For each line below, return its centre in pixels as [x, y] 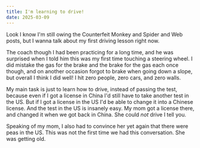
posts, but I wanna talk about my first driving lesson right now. [83, 41]
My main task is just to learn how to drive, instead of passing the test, [92, 89]
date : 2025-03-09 [28, 17]
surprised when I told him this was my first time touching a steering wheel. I [99, 58]
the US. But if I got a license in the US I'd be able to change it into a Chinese [100, 101]
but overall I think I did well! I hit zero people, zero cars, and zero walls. [94, 78]
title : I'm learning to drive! [45, 12]
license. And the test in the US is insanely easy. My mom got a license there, [100, 108]
